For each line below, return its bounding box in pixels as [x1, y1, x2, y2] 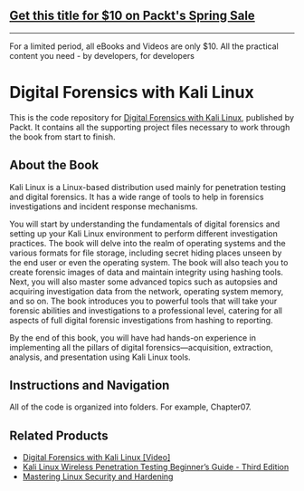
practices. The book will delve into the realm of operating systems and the [9, 237, 287, 248]
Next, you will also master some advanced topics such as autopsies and [9, 276, 278, 287]
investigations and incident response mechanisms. [9, 200, 198, 212]
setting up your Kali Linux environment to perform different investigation [9, 227, 279, 239]
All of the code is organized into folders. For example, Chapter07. [9, 401, 252, 412]
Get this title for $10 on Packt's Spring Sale [9, 8, 255, 24]
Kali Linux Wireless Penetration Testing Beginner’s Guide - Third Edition [22, 462, 290, 473]
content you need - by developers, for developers [9, 50, 195, 61]
